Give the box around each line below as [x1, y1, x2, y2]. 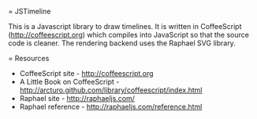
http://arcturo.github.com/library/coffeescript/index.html [19, 85, 203, 95]
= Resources [8, 54, 50, 63]
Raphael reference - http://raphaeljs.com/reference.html [19, 102, 203, 111]
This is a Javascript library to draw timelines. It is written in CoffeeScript [8, 22, 242, 31]
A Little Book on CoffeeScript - [19, 78, 120, 86]
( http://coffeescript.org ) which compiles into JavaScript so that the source [8, 31, 250, 39]
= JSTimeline [8, 7, 51, 16]
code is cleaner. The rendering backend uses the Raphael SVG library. [8, 38, 237, 48]
